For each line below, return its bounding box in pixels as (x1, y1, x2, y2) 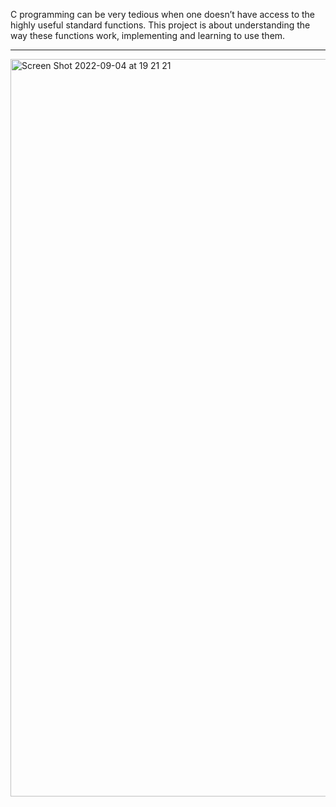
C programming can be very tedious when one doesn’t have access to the (10, 9, 316, 20)
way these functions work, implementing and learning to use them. (10, 30, 286, 41)
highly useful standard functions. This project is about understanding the (10, 19, 311, 31)
